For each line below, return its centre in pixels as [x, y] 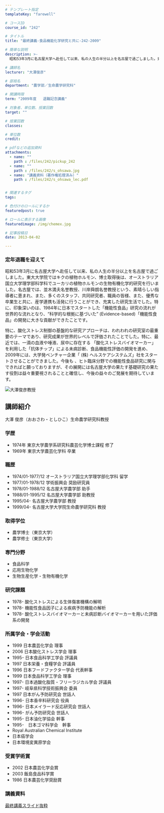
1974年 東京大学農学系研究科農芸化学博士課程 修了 [63, 445]
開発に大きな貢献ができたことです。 [54, 320]
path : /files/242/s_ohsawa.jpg [47, 171]
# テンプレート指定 [22, 10]
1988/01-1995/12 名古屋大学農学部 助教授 [53, 495]
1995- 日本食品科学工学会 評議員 [45, 658]
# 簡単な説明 [16, 50]
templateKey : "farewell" [30, 14]
